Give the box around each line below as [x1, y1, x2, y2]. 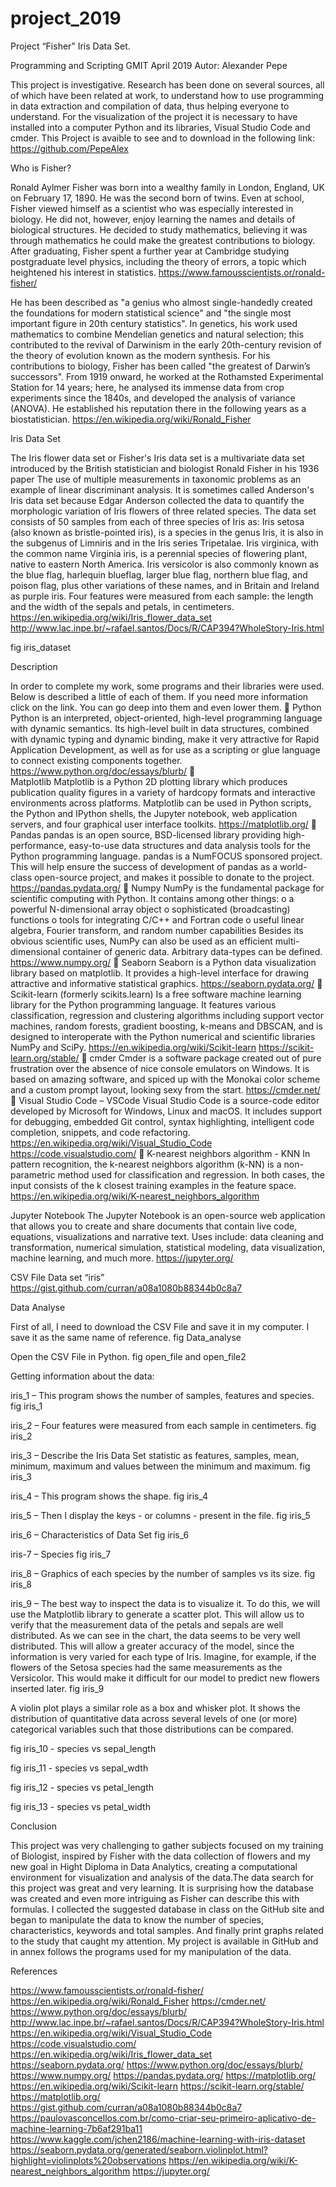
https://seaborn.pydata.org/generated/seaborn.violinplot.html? [10, 2143, 268, 2156]
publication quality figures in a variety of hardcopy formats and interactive [10, 786, 316, 798]
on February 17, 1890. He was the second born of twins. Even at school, [10, 192, 305, 204]
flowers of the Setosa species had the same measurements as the [10, 1661, 283, 1673]
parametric [10, 1168, 56, 1181]
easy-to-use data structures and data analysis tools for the [68, 839, 311, 851]
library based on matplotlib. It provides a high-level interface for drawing [10, 967, 310, 979]
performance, [10, 839, 67, 851]
